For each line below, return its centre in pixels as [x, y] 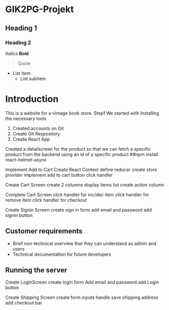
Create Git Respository [36, 133]
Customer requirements [44, 231]
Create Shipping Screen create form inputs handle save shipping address [82, 297]
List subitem [33, 78]
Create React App [31, 139]
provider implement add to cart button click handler [59, 175]
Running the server [36, 270]
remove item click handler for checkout [46, 200]
